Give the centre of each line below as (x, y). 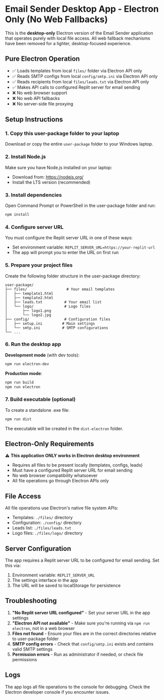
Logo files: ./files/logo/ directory (47, 533)
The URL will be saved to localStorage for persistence (66, 586)
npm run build (20, 382)
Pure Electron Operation (42, 59)
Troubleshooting (31, 601)
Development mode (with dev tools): (42, 355)
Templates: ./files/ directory (42, 518)
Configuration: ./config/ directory (47, 523)
